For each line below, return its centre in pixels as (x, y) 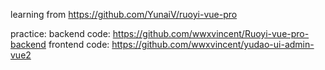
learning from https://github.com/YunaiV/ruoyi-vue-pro (124, 14)
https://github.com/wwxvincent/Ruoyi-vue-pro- (211, 33)
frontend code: (79, 44)
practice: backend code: (60, 33)
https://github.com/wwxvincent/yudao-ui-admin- (213, 44)
